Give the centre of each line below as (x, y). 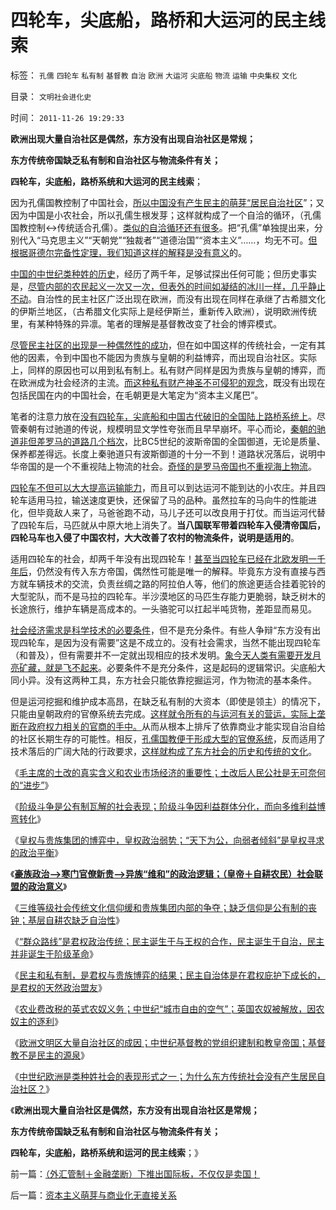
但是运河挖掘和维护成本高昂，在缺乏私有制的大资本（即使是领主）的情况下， (168, 701)
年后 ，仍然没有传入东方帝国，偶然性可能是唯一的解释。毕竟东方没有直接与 (163, 571)
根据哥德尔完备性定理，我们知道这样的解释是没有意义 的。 (128, 252)
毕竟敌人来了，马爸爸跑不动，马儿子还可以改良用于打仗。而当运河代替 (181, 512)
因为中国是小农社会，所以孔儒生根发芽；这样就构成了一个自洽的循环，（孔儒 (166, 215)
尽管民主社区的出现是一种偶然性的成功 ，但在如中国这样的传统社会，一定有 (163, 345)
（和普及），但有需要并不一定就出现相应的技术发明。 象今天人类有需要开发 (161, 655)
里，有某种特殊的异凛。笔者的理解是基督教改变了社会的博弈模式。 (146, 323)
